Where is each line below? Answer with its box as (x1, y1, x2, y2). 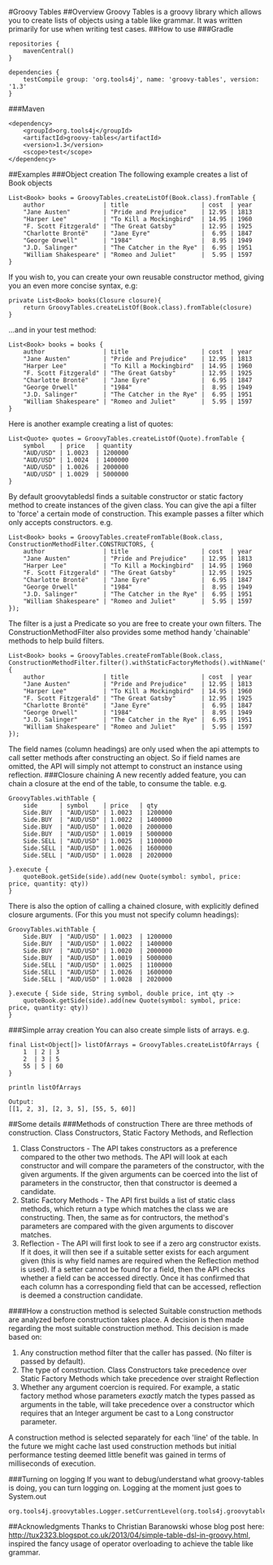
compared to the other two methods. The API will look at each (19, 1152, 227, 1162)
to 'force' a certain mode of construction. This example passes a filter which (8, 509, 264, 519)
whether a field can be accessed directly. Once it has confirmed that (19, 1273, 250, 1283)
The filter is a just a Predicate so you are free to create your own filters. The (8, 619, 262, 628)
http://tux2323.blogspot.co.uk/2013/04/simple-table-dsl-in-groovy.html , (8, 1530, 251, 1540)
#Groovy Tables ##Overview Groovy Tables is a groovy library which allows (8, 7, 262, 16)
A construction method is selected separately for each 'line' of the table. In (8, 1432, 258, 1442)
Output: (8, 1098, 35, 1106)
